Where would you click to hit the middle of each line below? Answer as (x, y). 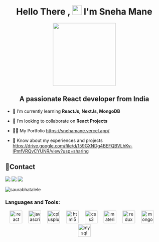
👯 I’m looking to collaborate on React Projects (60, 121)
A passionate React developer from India (84, 99)
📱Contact (20, 167)
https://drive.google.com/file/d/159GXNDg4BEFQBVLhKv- (72, 145)
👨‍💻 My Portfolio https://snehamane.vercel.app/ (61, 130)
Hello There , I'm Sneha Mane (84, 12)
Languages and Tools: (33, 202)
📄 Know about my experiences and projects (57, 140)
